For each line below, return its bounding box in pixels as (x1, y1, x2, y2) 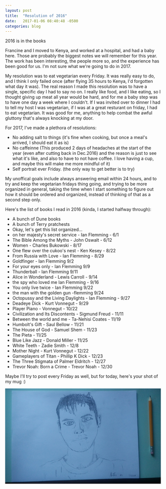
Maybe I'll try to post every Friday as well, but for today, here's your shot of (5, 373, 158, 379)
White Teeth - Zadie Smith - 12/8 (12, 343, 79, 349)
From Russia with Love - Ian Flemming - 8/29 (12, 253, 104, 259)
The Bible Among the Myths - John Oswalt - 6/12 (12, 237, 112, 243)
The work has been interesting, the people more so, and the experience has (5, 58, 160, 64)
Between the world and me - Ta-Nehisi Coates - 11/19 (12, 316, 121, 322)
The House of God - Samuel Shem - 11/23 (12, 327, 97, 333)
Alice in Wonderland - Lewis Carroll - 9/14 (12, 274, 98, 280)
